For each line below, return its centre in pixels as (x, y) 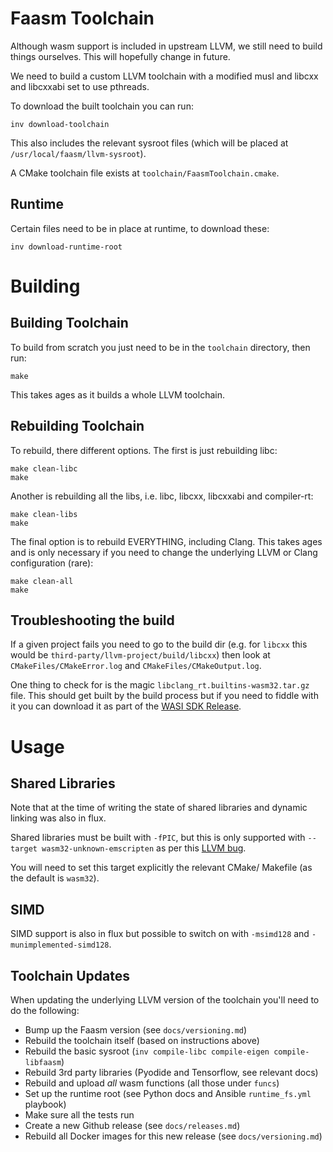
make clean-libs (44, 514)
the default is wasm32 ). (55, 878)
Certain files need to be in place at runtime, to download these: (140, 228)
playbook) (45, 1104)
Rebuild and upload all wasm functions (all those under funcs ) (152, 1083)
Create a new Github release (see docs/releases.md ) (132, 1125)
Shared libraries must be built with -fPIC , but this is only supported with (158, 838)
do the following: (45, 1010)
